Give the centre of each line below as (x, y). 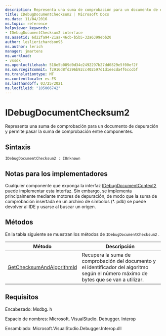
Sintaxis (18, 147)
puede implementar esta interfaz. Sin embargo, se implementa (69, 191)
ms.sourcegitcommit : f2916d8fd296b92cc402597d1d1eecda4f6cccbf (72, 70)
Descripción (120, 246)
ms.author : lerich (24, 47)
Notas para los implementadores (56, 174)
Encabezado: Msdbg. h (29, 309)
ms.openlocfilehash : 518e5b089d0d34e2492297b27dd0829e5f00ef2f (72, 65)
